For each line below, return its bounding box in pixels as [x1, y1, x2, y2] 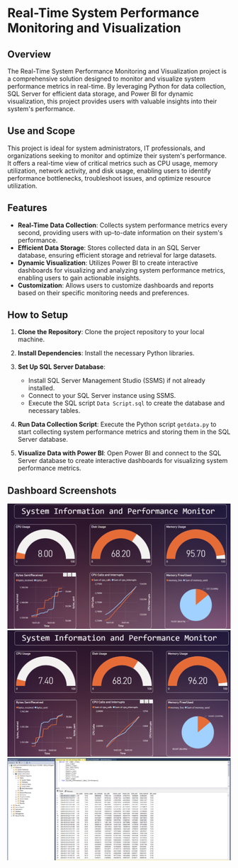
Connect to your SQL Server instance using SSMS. [28, 392, 176, 400]
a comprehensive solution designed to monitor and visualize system [7, 74, 205, 83]
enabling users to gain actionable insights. [17, 273, 142, 282]
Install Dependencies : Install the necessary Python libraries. [17, 349, 195, 358]
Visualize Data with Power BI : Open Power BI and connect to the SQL [17, 449, 222, 457]
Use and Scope [7, 125, 76, 137]
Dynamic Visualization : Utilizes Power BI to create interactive [17, 258, 198, 267]
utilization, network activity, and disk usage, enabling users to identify [7, 166, 211, 175]
